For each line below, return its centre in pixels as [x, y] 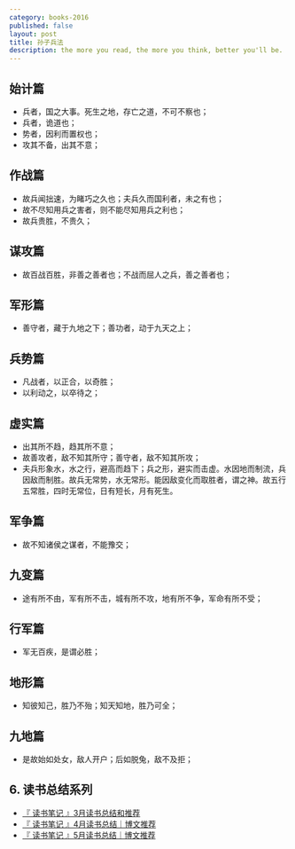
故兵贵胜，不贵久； [57, 220]
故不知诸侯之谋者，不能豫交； [76, 544]
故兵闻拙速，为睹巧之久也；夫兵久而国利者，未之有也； [123, 198]
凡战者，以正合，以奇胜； [69, 381]
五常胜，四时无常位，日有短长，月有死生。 [100, 491]
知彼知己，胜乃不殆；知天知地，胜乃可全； [100, 705]
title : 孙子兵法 [36, 42]
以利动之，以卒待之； [61, 393]
